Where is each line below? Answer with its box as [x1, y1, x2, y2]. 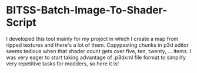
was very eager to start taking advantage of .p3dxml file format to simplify [6, 54, 186, 61]
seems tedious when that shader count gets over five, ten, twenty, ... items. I [6, 47, 191, 54]
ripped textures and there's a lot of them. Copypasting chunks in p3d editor [6, 41, 189, 48]
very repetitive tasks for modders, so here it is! [6, 60, 119, 67]
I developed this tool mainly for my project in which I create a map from [6, 35, 179, 42]
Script [6, 16, 36, 29]
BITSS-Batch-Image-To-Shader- [6, 4, 168, 17]
